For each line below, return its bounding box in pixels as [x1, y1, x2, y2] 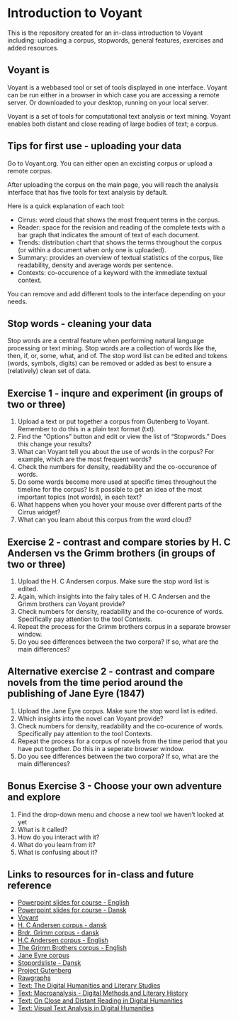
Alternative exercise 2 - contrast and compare [7, 666, 215, 678]
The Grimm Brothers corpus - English [17, 944, 127, 952]
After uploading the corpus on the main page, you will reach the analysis [7, 180, 219, 189]
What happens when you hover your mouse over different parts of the [17, 500, 222, 509]
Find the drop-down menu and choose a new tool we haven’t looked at [17, 810, 225, 819]
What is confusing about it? [17, 848, 98, 856]
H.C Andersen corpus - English [17, 936, 108, 944]
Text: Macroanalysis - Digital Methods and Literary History [17, 989, 188, 998]
